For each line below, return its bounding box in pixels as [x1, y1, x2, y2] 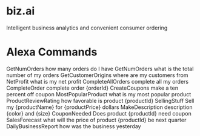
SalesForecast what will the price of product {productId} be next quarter [6, 116, 187, 123]
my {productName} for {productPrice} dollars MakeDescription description [6, 104, 193, 111]
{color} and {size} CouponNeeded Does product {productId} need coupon [6, 110, 192, 117]
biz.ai [6, 4, 35, 18]
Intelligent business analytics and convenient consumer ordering [6, 24, 168, 31]
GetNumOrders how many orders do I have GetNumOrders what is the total [6, 65, 194, 72]
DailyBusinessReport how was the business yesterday [6, 122, 141, 130]
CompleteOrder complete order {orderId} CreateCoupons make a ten [6, 84, 179, 91]
